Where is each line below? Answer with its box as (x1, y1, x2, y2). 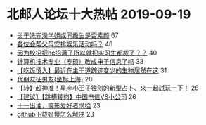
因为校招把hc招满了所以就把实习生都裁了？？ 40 (16, 48, 157, 57)
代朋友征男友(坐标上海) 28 (16, 74, 93, 83)
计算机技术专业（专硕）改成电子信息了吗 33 (16, 57, 144, 65)
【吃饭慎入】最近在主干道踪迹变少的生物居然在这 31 (16, 66, 167, 74)
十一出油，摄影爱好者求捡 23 (16, 101, 101, 110)
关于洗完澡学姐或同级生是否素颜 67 (16, 31, 119, 39)
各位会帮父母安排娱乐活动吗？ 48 (16, 39, 113, 48)
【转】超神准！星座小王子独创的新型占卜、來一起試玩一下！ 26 (16, 84, 199, 92)
